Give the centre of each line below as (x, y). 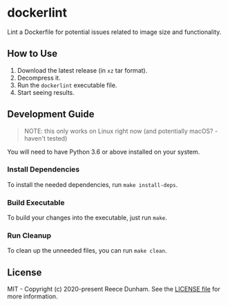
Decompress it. (39, 78)
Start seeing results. (46, 92)
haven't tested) (46, 138)
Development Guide (51, 115)
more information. (32, 296)
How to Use (32, 54)
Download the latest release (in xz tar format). (82, 70)
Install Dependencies (44, 170)
